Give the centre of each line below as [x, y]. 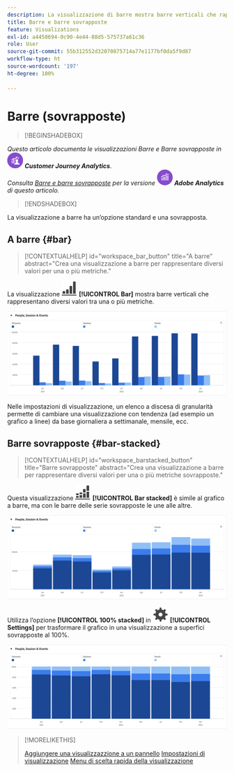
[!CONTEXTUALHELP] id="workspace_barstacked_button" [108, 460]
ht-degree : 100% [31, 73]
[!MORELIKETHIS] [50, 740]
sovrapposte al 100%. [38, 635]
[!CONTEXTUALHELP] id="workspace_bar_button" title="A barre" [118, 256]
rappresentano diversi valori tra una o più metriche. [81, 302]
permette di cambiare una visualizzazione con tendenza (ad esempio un [111, 414]
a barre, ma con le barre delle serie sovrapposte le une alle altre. [100, 505]
